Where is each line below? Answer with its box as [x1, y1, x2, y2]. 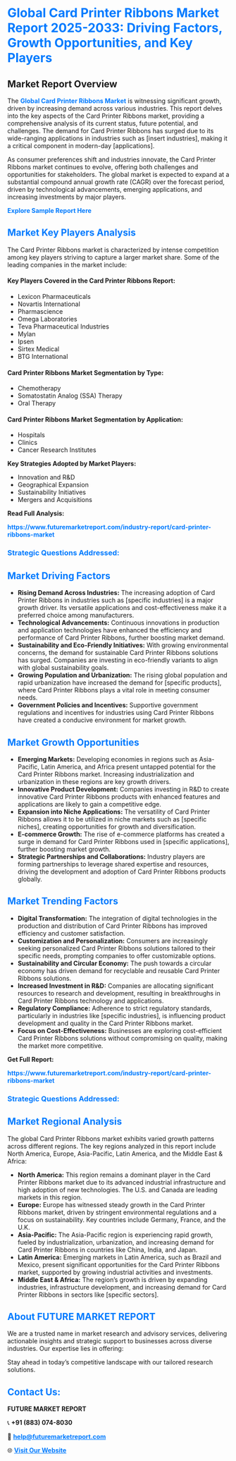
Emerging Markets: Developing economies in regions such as [17, 754, 198, 763]
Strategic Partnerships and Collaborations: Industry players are [17, 852, 206, 861]
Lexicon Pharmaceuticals [17, 293, 92, 301]
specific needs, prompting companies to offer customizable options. [17, 951, 216, 960]
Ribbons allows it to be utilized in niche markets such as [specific [17, 814, 207, 823]
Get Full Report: [7, 1055, 54, 1063]
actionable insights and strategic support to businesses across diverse [7, 1337, 213, 1345]
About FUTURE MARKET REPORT [7, 1310, 156, 1323]
